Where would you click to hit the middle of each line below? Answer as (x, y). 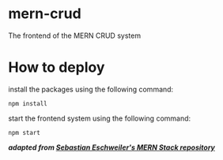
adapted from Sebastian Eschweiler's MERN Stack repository (111, 147)
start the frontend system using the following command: (100, 118)
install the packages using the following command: (91, 89)
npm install (28, 103)
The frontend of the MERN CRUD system (74, 35)
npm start (25, 132)
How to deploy (57, 67)
